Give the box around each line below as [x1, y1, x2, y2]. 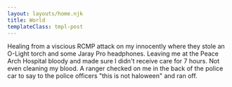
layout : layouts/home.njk [7, 10, 83, 17]
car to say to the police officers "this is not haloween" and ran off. [7, 72, 198, 80]
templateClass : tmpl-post [7, 23, 83, 30]
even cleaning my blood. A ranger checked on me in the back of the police [7, 64, 224, 73]
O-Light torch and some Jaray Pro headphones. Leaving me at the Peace [7, 49, 219, 58]
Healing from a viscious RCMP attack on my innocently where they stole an [7, 42, 225, 51]
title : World [7, 17, 46, 24]
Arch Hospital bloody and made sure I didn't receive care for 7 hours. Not [7, 57, 220, 65]
